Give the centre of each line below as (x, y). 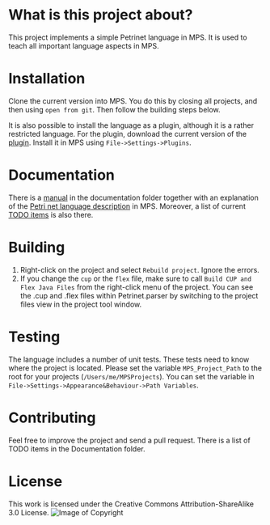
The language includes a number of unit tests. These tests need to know (129, 359)
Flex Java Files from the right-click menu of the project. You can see (137, 287)
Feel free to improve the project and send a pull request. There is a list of (129, 440)
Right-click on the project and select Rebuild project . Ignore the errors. (140, 269)
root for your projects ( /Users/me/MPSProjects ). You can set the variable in (131, 376)
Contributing (52, 417)
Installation (47, 79)
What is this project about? (101, 15)
